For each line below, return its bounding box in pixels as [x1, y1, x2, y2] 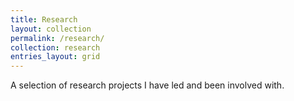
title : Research [10, 14, 78, 25]
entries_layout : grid [10, 52, 101, 62]
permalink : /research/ [10, 33, 105, 43]
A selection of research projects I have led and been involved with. [10, 79, 285, 91]
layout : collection [10, 24, 92, 34]
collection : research [10, 42, 101, 53]
